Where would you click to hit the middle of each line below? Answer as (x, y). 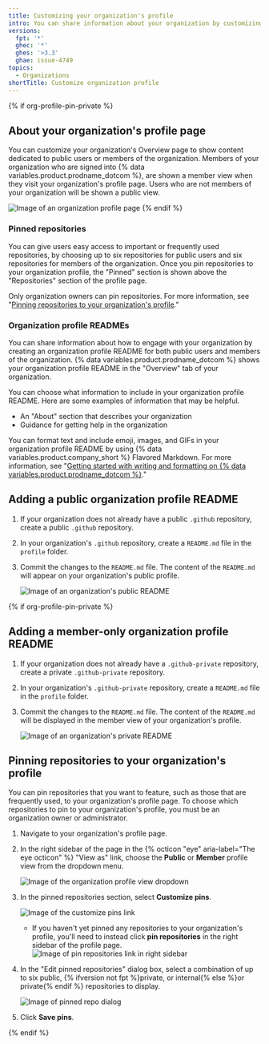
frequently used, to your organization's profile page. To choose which (123, 801)
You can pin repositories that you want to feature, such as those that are (127, 792)
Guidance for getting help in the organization (94, 425)
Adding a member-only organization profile (118, 632)
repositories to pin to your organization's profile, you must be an (114, 809)
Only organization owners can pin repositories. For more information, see (129, 296)
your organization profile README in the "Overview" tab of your (113, 368)
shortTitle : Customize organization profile (84, 83)
